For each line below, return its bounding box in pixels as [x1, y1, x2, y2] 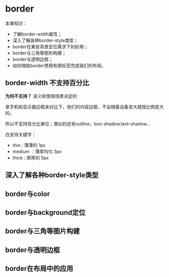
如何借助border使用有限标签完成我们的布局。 [12, 62, 106, 68]
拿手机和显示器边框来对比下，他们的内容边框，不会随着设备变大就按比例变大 [5, 104, 164, 110]
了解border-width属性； [12, 31, 62, 37]
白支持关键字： [5, 131, 36, 137]
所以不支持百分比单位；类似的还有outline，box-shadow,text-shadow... [5, 120, 151, 126]
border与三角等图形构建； [12, 50, 66, 56]
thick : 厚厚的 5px [12, 155, 49, 161]
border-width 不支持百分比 [5, 79, 90, 87]
